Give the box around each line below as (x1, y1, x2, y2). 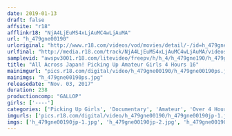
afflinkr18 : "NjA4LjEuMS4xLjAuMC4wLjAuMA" (7, 29, 131, 36)
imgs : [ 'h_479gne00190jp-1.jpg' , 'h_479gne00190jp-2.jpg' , (7, 118, 181, 126)
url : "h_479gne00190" (7, 36, 70, 43)
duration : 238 (7, 87, 48, 93)
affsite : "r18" (7, 23, 51, 30)
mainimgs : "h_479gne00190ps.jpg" (7, 73, 104, 81)
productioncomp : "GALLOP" (7, 93, 81, 100)
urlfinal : (7, 49, 36, 56)
